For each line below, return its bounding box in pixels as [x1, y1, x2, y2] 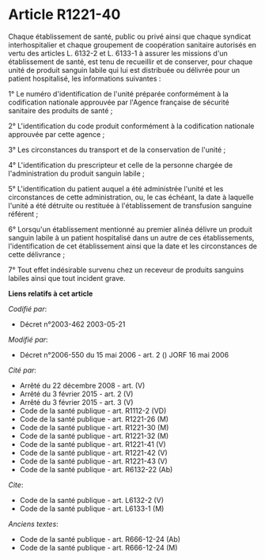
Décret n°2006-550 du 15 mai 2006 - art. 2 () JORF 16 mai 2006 [19, 350, 229, 359]
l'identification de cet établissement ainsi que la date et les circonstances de [8, 241, 258, 251]
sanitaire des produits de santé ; [8, 105, 113, 115]
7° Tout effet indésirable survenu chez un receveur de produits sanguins [8, 265, 244, 274]
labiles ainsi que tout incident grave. [8, 273, 126, 282]
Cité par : [8, 365, 37, 375]
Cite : [8, 480, 24, 490]
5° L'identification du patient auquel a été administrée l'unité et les [8, 184, 224, 193]
